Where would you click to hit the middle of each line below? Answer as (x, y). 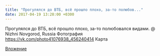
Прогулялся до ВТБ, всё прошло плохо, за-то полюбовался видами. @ (80, 28)
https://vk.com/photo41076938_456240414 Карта (56, 39)
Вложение (16, 49)
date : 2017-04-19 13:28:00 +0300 (40, 14)
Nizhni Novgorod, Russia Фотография (44, 34)
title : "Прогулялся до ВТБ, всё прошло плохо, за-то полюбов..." (74, 10)
